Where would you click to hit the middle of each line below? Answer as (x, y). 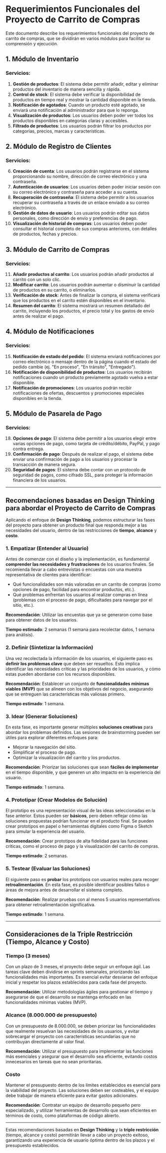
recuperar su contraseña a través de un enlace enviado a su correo (81, 202)
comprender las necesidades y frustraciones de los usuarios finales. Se (80, 564)
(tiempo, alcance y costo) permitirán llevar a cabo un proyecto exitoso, (77, 1135)
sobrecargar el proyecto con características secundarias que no (71, 1036)
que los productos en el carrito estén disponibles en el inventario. (79, 300)
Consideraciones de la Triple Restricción (69, 934)
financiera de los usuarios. (40, 480)
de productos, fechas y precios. (45, 234)
